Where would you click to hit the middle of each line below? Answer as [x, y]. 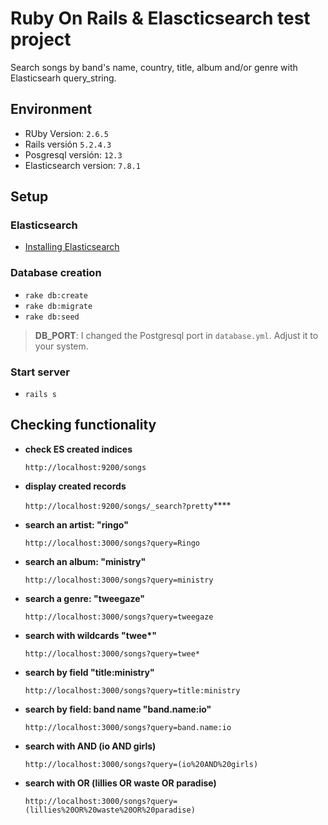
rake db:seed [52, 317]
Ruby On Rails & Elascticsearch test [160, 18]
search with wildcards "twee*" [90, 635]
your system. [61, 346]
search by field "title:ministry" [89, 672]
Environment [51, 109]
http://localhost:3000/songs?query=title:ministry [132, 690]
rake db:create [56, 295]
